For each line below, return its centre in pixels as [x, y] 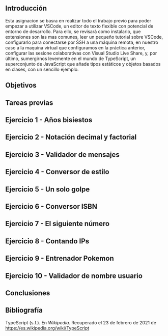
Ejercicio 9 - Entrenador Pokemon [60, 258]
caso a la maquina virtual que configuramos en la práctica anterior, [75, 47]
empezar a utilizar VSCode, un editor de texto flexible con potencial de [79, 26]
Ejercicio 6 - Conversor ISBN [51, 206]
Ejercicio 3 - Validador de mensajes [62, 155]
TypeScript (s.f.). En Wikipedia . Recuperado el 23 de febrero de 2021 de [81, 322]
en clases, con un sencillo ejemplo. [42, 69]
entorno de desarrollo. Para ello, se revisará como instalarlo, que [73, 31]
